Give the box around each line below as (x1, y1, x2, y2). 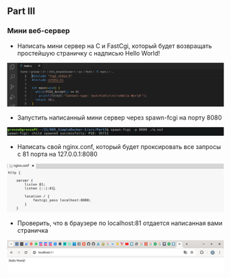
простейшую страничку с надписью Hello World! (16, 49, 160, 57)
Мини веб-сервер (7, 26, 70, 36)
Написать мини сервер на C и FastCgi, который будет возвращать (16, 41, 212, 50)
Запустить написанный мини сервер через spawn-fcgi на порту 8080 (16, 113, 222, 121)
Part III (7, 5, 36, 17)
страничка (16, 227, 49, 235)
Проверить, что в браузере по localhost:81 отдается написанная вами (16, 219, 223, 227)
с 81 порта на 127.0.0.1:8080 (16, 150, 98, 159)
